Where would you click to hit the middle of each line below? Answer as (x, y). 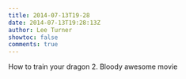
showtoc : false (33, 37)
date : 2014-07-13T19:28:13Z (55, 23)
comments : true (33, 45)
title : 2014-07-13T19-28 (49, 15)
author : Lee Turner (40, 30)
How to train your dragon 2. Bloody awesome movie (93, 66)
